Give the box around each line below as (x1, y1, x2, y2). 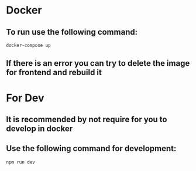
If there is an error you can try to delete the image (6, 58, 190, 68)
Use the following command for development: (6, 143, 177, 153)
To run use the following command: (6, 27, 138, 37)
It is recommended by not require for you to (6, 114, 167, 124)
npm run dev (6, 159, 35, 165)
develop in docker (6, 123, 73, 133)
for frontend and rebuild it (6, 68, 102, 78)
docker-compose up (6, 42, 51, 48)
